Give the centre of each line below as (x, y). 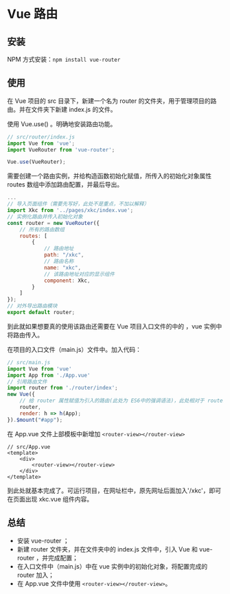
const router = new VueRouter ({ (53, 223)
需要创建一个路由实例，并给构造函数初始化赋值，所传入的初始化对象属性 (109, 176)
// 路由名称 (59, 261)
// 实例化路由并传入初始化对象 (45, 217)
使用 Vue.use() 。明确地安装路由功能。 (62, 123)
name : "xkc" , (62, 268)
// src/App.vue (29, 447)
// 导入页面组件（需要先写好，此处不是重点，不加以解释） (78, 204)
